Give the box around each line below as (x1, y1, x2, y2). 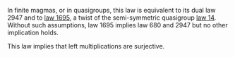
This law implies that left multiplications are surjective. (7, 42, 165, 50)
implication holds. (7, 28, 59, 37)
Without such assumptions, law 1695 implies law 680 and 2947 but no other (7, 21, 228, 29)
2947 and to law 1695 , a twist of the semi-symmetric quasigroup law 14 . (7, 13, 217, 22)
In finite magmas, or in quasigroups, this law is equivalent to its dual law (7, 6, 216, 14)
